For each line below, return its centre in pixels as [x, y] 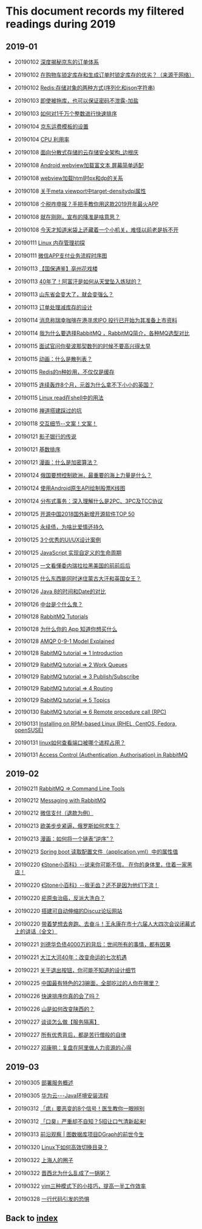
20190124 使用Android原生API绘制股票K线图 [70, 488]
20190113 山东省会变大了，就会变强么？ [64, 294]
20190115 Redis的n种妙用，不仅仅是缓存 [64, 372]
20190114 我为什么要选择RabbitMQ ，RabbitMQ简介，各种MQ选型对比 [102, 333]
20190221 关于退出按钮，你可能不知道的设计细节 [75, 970]
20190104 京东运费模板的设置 [51, 126]
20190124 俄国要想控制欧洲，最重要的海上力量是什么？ [83, 475]
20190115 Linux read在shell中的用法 [59, 398]
